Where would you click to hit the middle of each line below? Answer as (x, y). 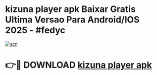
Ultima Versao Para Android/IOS (72, 20)
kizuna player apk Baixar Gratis (71, 9)
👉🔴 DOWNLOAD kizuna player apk (78, 65)
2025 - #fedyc (35, 30)
